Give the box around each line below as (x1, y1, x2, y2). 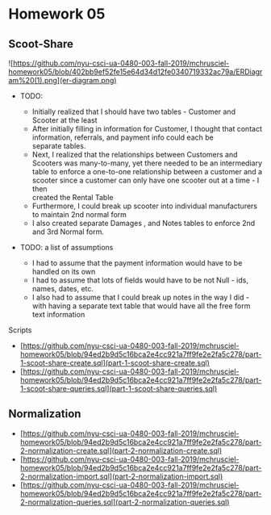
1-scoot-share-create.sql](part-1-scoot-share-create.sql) (19, 358, 210, 367)
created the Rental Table (31, 193, 114, 202)
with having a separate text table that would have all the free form (31, 301, 251, 311)
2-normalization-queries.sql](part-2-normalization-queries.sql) (19, 497, 230, 507)
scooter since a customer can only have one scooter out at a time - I (31, 175, 260, 185)
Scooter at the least (31, 115, 98, 125)
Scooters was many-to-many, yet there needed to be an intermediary (31, 158, 263, 168)
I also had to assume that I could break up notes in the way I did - (31, 292, 250, 302)
